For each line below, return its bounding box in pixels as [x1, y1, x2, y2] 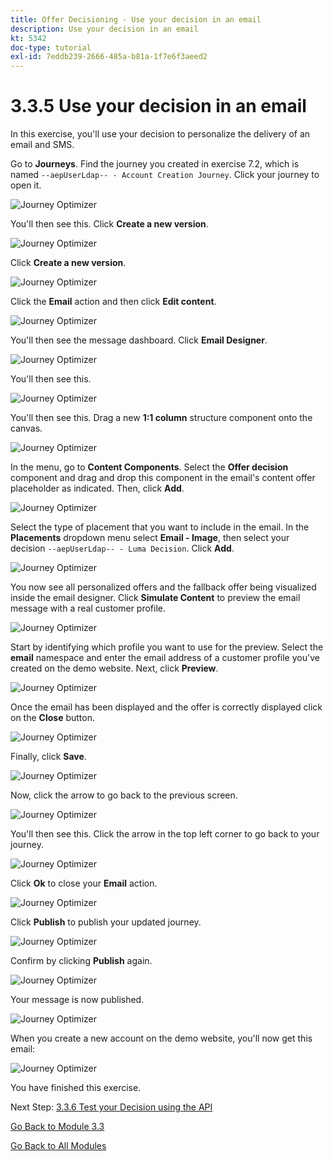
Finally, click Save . [10, 751, 87, 763]
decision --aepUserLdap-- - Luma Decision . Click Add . [10, 542, 235, 555]
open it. [10, 179, 42, 191]
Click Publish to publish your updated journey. [10, 916, 202, 928]
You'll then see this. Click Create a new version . [10, 218, 209, 230]
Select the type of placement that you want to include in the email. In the [10, 521, 310, 533]
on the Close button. [10, 712, 95, 724]
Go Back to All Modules [10, 1140, 107, 1152]
